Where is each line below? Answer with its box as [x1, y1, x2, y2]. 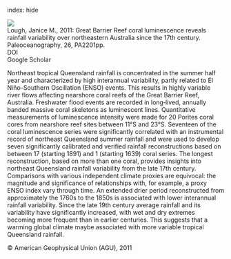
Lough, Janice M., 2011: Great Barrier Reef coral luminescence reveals [7, 26, 207, 34]
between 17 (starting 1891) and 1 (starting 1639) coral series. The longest [7, 150, 214, 157]
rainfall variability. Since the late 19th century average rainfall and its [7, 201, 201, 209]
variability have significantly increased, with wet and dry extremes [7, 209, 195, 216]
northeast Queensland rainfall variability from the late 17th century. [7, 164, 197, 172]
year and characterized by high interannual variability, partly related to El [7, 76, 214, 84]
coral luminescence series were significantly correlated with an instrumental [7, 128, 224, 135]
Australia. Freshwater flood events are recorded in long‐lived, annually [7, 98, 207, 106]
